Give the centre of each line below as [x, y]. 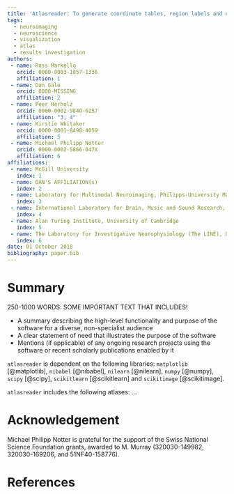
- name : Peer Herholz [41, 105]
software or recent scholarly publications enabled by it [95, 350]
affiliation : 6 [38, 156]
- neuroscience [36, 33]
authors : [20, 59]
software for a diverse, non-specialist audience [85, 327]
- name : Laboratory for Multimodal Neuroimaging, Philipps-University [115, 195]
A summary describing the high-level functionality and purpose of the [117, 321]
